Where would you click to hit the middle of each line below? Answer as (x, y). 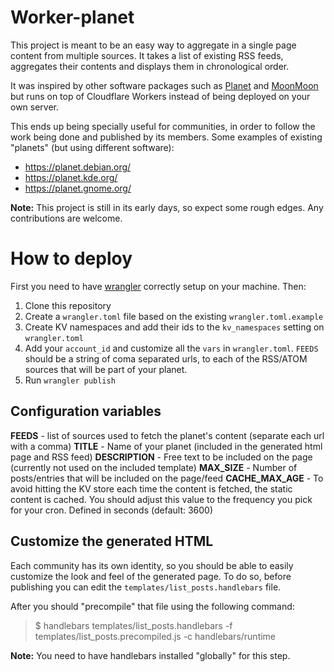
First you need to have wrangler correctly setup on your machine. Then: (158, 286)
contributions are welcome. (66, 218)
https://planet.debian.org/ (78, 167)
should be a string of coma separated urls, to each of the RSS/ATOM (166, 358)
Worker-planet (72, 17)
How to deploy (71, 258)
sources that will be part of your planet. (106, 369)
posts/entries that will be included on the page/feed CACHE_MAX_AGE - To (167, 478)
